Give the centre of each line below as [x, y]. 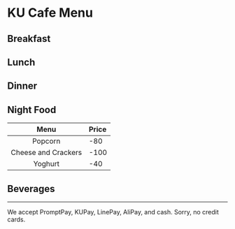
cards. [16, 219]
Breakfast [29, 39]
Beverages [31, 189]
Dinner [22, 86]
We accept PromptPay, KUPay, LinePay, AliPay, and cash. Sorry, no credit [113, 212]
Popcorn [47, 141]
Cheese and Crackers [47, 153]
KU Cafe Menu [50, 13]
